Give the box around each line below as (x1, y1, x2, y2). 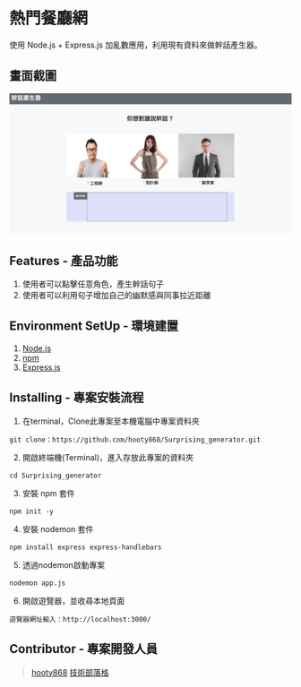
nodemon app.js (9, 579, 66, 588)
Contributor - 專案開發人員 (9, 641, 159, 657)
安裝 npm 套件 (21, 487, 75, 498)
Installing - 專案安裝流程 (9, 391, 144, 406)
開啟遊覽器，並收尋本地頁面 (21, 595, 125, 605)
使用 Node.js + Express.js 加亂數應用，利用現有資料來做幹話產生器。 (9, 39, 262, 50)
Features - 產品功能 (9, 253, 118, 269)
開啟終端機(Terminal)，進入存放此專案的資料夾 (21, 451, 194, 462)
